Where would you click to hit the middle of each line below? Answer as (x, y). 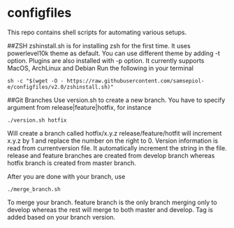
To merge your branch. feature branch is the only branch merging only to (112, 202)
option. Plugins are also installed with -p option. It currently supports (106, 60)
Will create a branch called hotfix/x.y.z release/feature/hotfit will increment (115, 133)
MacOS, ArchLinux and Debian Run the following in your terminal (101, 68)
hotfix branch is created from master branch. (72, 163)
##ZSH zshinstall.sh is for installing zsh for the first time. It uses (99, 45)
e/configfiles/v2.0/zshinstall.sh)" (60, 87)
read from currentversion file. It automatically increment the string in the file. (117, 148)
